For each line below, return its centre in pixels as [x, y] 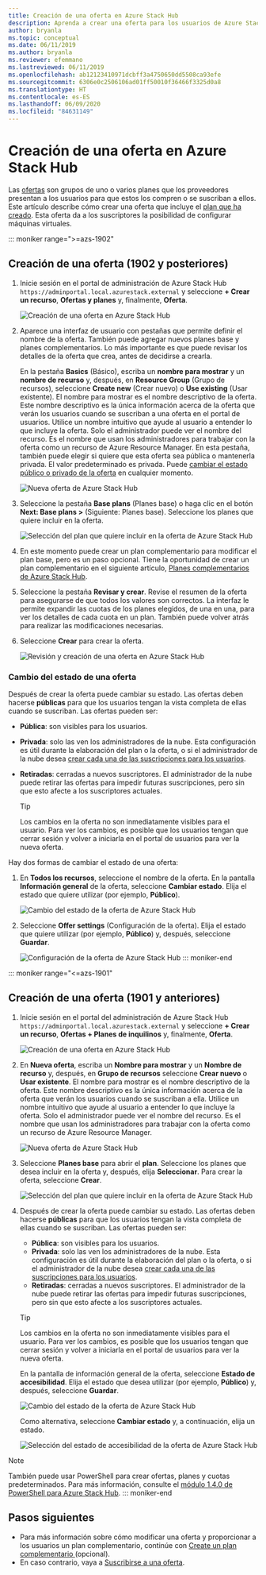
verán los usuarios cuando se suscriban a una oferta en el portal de [130, 413]
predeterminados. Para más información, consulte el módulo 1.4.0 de [121, 1484]
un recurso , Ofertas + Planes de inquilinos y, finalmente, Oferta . [126, 1034]
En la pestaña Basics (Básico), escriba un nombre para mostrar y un [132, 371]
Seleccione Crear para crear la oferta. [82, 641]
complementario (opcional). [65, 1554]
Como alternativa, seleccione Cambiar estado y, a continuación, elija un [137, 1421]
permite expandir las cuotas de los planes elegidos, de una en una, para [137, 608]
